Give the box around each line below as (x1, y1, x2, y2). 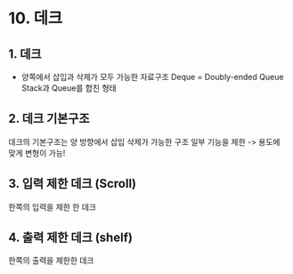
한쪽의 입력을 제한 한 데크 (8, 201, 97, 212)
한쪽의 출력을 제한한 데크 (8, 255, 94, 266)
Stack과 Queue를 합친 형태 (20, 83, 117, 93)
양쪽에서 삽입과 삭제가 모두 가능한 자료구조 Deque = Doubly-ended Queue (20, 72, 284, 82)
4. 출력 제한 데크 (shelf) (8, 230, 133, 246)
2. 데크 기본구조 (8, 111, 90, 126)
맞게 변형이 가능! (8, 148, 66, 158)
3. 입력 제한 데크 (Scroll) (8, 176, 137, 191)
